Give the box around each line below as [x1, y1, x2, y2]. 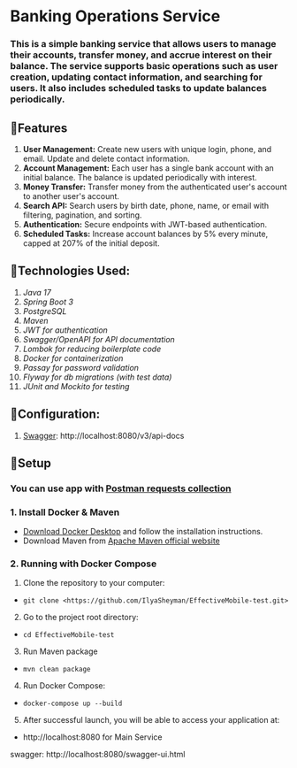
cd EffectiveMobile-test [22, 631, 115, 640]
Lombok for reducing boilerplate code [22, 343, 162, 354]
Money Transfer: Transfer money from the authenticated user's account [22, 181, 287, 192]
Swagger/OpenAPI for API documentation [22, 334, 175, 344]
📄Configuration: [10, 407, 101, 422]
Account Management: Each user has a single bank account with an [22, 162, 275, 173]
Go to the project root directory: [22, 612, 140, 623]
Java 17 [22, 287, 51, 297]
